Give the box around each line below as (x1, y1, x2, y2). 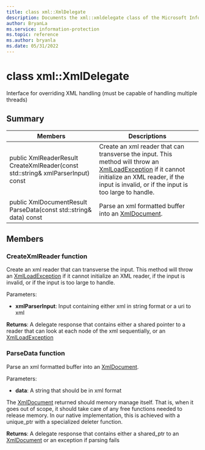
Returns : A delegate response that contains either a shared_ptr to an (6, 430, 179, 437)
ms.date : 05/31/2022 (6, 43, 59, 49)
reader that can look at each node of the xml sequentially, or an (6, 327, 166, 335)
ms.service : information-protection (6, 26, 99, 32)
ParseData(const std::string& (9, 205, 92, 214)
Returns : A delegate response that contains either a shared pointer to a (6, 321, 186, 328)
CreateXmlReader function (6, 252, 88, 260)
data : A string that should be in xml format (15, 386, 122, 394)
